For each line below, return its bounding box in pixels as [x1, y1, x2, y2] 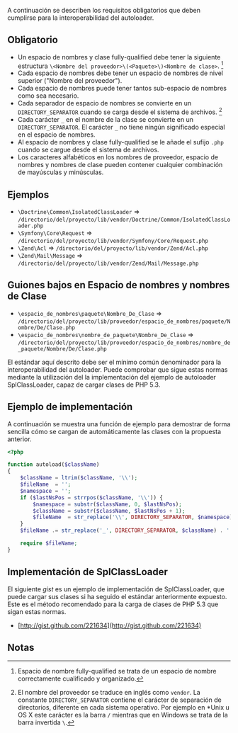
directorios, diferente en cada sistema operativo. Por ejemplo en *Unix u [17, 703, 230, 712]
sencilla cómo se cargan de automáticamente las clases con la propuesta [7, 427, 222, 436]
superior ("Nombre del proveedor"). [17, 76, 123, 85]
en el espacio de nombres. [17, 130, 96, 139]
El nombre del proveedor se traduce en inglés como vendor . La [17, 688, 200, 697]
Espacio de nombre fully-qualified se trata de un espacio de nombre [17, 667, 217, 676]
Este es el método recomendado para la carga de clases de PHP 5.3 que [7, 600, 219, 608]
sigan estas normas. [7, 607, 67, 615]
